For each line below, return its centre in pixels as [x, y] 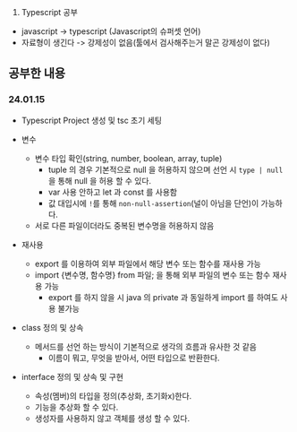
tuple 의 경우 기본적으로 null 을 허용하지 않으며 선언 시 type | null [165, 169]
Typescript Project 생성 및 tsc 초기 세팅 [92, 120]
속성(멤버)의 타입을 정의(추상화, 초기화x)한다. [113, 395]
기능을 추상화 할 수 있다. [76, 407]
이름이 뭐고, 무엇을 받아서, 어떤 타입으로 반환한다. [134, 358]
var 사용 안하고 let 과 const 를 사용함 [113, 192]
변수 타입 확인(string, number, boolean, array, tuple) [128, 158]
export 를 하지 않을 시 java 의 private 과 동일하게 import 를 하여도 [163, 297]
